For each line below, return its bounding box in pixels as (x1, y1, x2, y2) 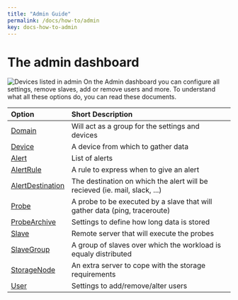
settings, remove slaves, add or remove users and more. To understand (7, 85, 216, 94)
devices (71, 130, 98, 140)
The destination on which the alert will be (71, 177, 208, 187)
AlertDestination (11, 181, 65, 191)
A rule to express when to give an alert (71, 165, 200, 174)
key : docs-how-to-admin (7, 23, 78, 30)
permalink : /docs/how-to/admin (7, 17, 100, 24)
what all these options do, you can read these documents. (7, 93, 177, 101)
